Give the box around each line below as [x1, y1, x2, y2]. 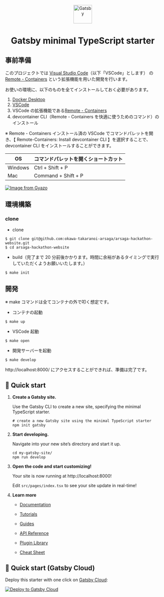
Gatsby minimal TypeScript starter [10, 35, 155, 46]
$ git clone [5, 236, 30, 241]
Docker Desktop [12, 97, 45, 102]
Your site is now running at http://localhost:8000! [12, 473, 112, 479]
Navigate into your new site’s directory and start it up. [12, 441, 121, 447]
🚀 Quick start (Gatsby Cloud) [5, 563, 95, 572]
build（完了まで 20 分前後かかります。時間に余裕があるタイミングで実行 [12, 254, 159, 260]
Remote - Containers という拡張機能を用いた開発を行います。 [5, 76, 130, 82]
